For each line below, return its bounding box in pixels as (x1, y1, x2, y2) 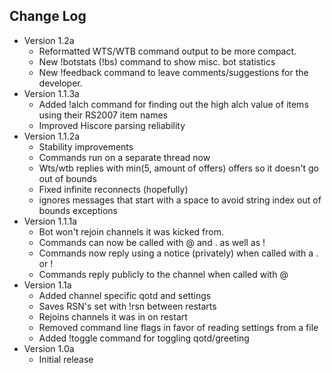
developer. (38, 77, 83, 89)
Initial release (38, 353, 94, 365)
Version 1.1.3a (23, 87, 80, 99)
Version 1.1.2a (23, 130, 81, 142)
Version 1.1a (23, 279, 72, 291)
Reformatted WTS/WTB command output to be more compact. (38, 45, 297, 57)
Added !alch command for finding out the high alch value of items (38, 98, 309, 110)
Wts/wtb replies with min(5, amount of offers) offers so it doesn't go (38, 162, 319, 174)
